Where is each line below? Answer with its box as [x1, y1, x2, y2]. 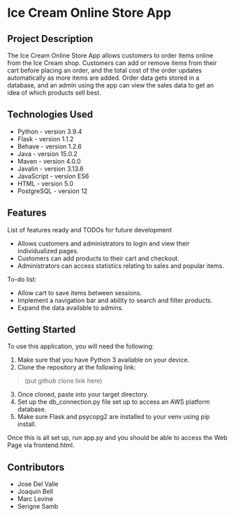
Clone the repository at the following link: [17, 363, 136, 371]
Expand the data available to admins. [17, 303, 124, 312]
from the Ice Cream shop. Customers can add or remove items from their [7, 59, 217, 67]
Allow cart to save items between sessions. [17, 288, 142, 297]
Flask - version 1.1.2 [17, 134, 74, 143]
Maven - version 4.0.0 [17, 157, 82, 165]
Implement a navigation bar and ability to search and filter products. [17, 296, 213, 304]
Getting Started [7, 324, 76, 336]
